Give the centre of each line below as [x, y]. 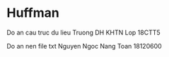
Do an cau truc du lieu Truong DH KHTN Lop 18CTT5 [83, 32]
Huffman [33, 13]
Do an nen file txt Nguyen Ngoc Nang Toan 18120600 [84, 46]
